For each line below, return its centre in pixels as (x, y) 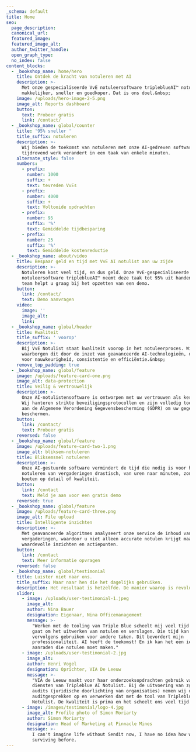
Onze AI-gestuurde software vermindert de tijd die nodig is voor (104, 468)
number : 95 (40, 218)
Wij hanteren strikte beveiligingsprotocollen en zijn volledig (101, 403)
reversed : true (35, 501)
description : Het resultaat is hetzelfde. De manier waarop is (95, 588)
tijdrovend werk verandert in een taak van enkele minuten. (96, 153)
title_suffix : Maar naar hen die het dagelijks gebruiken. (90, 582)
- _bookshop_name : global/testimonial (59, 571)
